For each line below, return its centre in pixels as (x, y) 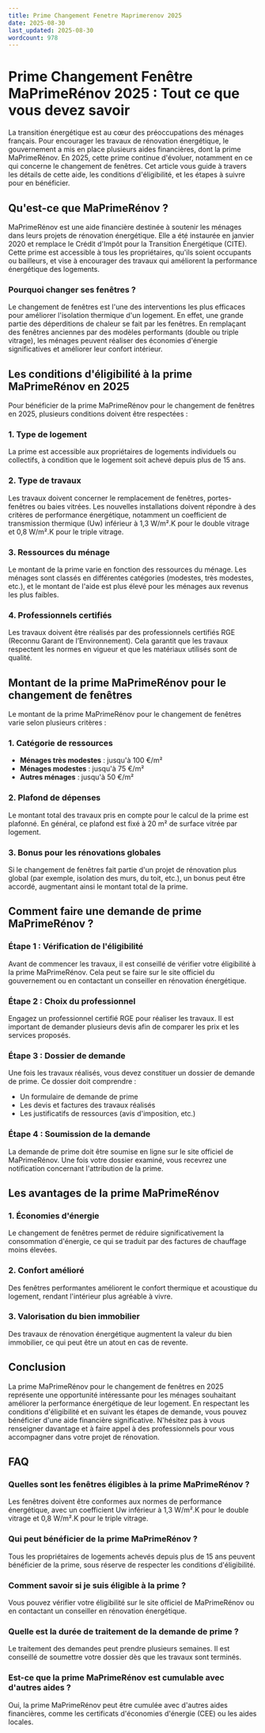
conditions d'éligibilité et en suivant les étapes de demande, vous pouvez (128, 1411)
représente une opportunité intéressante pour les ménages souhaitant (122, 1394)
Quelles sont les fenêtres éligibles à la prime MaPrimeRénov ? (129, 1484)
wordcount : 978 (33, 38)
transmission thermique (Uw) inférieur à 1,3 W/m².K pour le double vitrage (129, 523)
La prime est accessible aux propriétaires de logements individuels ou (122, 452)
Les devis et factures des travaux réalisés (87, 1105)
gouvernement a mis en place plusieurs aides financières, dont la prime (125, 149)
